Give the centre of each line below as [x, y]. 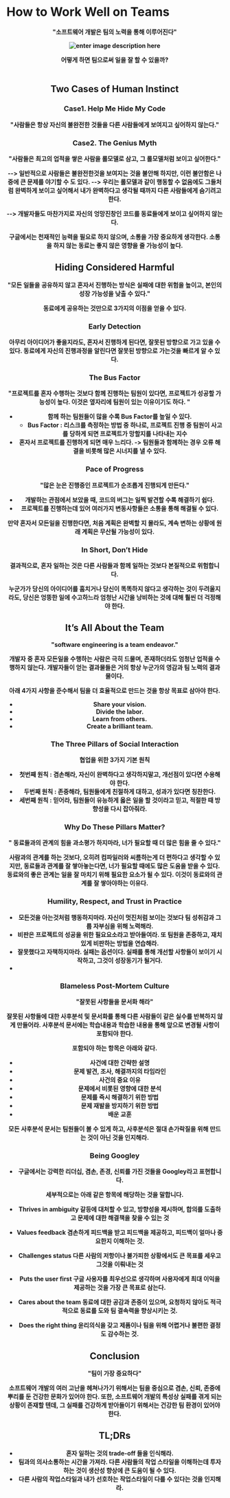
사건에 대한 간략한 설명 [120, 1062]
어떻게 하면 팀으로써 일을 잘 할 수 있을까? [115, 60]
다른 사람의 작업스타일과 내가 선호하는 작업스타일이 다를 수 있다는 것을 [111, 1479]
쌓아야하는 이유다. [125, 883]
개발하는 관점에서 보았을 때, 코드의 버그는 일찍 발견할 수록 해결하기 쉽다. [120, 500]
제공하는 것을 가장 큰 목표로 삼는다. [120, 1288]
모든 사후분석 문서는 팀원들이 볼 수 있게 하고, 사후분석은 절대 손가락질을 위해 [108, 1129]
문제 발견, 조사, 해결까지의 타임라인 [120, 1071]
